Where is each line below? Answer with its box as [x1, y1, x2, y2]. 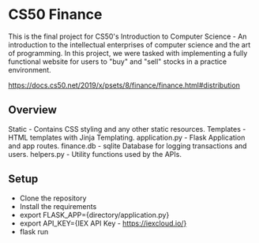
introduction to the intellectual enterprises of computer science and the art [8, 39, 251, 49]
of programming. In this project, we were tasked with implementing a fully [8, 48, 248, 58]
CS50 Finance [8, 6, 103, 24]
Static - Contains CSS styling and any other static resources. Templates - [8, 124, 246, 133]
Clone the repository [19, 193, 87, 203]
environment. [8, 65, 51, 74]
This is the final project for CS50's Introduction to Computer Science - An [8, 32, 247, 41]
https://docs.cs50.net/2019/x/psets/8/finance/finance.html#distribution [8, 80, 241, 90]
